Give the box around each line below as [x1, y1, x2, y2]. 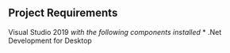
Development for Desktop [8, 36, 93, 45]
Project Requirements [8, 6, 118, 20]
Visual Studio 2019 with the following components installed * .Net [8, 27, 222, 36]
